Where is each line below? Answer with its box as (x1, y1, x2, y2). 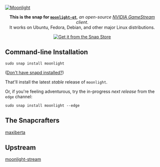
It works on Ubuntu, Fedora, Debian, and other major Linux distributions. (9, 24, 155, 30)
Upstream (5, 144, 36, 152)
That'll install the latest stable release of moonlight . (5, 79, 108, 85)
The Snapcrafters (5, 116, 60, 125)
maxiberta (5, 129, 25, 135)
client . (76, 20, 89, 25)
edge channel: (5, 93, 33, 100)
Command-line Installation (5, 48, 88, 56)
